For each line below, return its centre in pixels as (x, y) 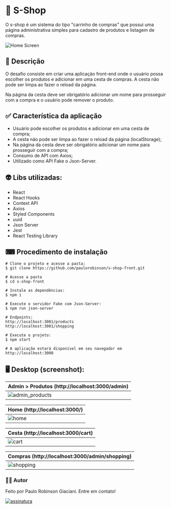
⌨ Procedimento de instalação (57, 252)
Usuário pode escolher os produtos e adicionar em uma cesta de (81, 128)
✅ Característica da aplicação (54, 116)
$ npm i (14, 295)
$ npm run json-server (29, 309)
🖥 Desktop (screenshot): (45, 369)
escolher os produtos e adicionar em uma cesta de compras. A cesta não (82, 79)
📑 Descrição (25, 62)
